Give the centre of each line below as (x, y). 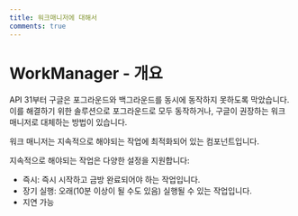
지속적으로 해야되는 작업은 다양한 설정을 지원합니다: (99, 161)
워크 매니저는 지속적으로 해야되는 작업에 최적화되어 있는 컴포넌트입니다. (134, 141)
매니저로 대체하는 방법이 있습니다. (68, 122)
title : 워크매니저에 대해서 (53, 18)
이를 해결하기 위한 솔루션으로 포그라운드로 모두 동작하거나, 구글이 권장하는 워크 (148, 111)
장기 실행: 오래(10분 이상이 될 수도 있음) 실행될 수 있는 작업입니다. (137, 191)
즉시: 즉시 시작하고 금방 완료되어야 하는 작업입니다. (111, 180)
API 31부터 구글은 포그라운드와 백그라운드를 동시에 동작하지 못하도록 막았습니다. (149, 100)
